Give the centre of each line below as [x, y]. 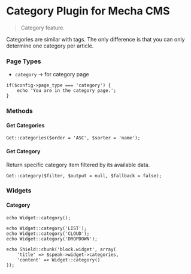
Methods [19, 111]
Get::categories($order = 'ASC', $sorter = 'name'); [73, 138]
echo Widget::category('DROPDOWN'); [52, 239]
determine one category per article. [50, 46]
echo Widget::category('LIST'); [46, 228]
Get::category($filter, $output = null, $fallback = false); [84, 175]
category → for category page [52, 75]
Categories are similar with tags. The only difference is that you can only [95, 39]
